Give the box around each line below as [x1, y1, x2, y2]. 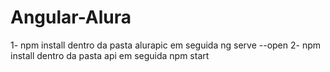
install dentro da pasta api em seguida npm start [10, 49, 210, 61]
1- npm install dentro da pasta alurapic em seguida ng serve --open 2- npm [10, 39, 322, 51]
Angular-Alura [10, 6, 132, 29]
